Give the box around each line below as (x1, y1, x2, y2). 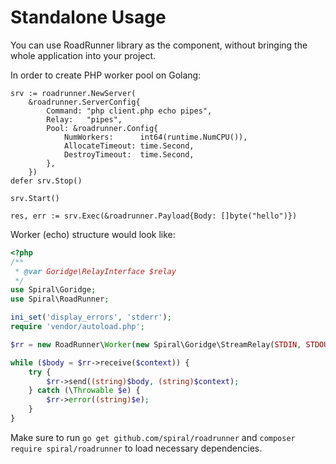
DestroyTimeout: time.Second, (63, 149, 195, 160)
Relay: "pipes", (46, 114, 123, 125)
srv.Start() (10, 193, 60, 203)
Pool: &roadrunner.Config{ (46, 123, 159, 133)
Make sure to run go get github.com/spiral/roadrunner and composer (10, 431, 296, 443)
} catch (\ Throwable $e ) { (28, 386, 141, 396)
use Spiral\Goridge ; (10, 285, 97, 295)
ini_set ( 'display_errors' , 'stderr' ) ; (10, 312, 172, 323)
